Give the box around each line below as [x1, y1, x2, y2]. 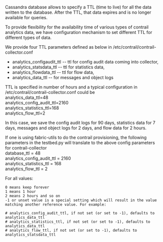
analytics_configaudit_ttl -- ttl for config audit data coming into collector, [12, 59, 159, 64]
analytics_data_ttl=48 [5, 94, 49, 100]
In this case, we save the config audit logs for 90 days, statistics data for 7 [5, 120, 156, 125]
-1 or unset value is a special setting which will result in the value [5, 198, 157, 203]
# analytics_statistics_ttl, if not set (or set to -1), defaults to [5, 219, 151, 224]
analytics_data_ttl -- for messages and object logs [12, 75, 114, 80]
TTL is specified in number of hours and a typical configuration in [5, 84, 137, 90]
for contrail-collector [5, 145, 47, 151]
